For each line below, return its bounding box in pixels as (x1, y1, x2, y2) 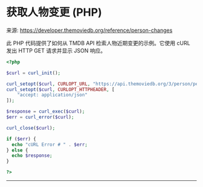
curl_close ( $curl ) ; (6, 125, 56, 131)
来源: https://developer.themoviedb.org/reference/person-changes (6, 27, 173, 34)
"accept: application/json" (17, 92, 88, 98)
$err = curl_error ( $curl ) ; (6, 114, 74, 121)
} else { (6, 147, 28, 153)
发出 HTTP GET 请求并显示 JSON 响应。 (6, 46, 106, 54)
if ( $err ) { (6, 136, 36, 142)
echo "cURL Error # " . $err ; (11, 141, 88, 148)
